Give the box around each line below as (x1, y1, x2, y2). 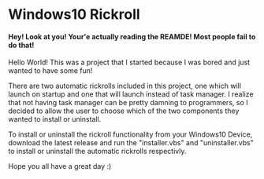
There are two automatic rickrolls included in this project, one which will (8, 81, 242, 91)
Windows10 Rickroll (8, 5, 140, 24)
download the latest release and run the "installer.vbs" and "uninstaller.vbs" (8, 138, 254, 148)
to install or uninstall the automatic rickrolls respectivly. (8, 147, 187, 156)
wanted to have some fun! (8, 66, 93, 75)
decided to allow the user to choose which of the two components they (8, 106, 240, 115)
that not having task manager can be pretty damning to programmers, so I (8, 98, 248, 108)
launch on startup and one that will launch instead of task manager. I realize (8, 89, 254, 99)
